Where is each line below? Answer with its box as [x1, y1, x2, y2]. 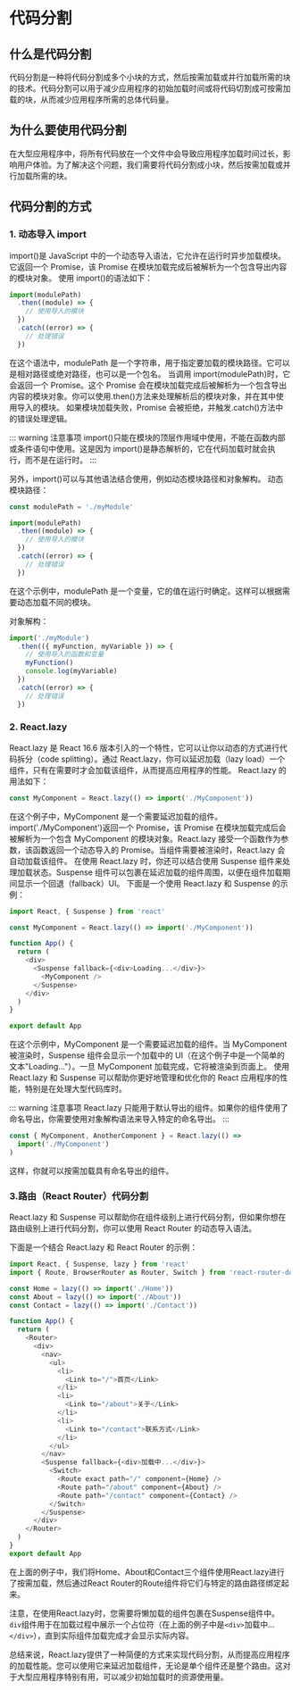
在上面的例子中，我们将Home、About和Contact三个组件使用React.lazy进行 [9, 1566, 286, 1577]
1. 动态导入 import [9, 229, 87, 241]
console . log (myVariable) [25, 667, 118, 676]
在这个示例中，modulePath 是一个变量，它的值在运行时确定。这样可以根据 [9, 586, 283, 596]
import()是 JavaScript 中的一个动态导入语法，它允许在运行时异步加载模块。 [9, 250, 287, 261]
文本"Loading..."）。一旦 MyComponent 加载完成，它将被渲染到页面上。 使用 [9, 1061, 290, 1072]
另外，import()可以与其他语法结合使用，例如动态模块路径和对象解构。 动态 [9, 473, 284, 484]
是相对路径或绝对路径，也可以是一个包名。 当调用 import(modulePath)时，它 [9, 368, 291, 379]
